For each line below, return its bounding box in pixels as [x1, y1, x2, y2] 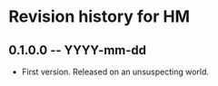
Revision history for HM [8, 6, 191, 27]
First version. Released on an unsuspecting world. [21, 66, 210, 77]
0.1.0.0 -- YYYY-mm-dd [8, 43, 147, 58]
